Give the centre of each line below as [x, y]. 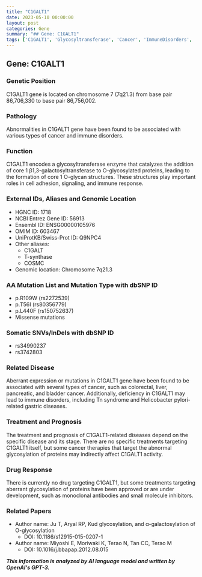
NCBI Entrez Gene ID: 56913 [50, 218]
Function [20, 151]
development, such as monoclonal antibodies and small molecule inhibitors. [100, 495]
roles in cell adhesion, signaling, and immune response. [75, 183]
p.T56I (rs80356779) [41, 304]
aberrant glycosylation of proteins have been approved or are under [90, 489]
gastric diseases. [46, 406]
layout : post [23, 23]
